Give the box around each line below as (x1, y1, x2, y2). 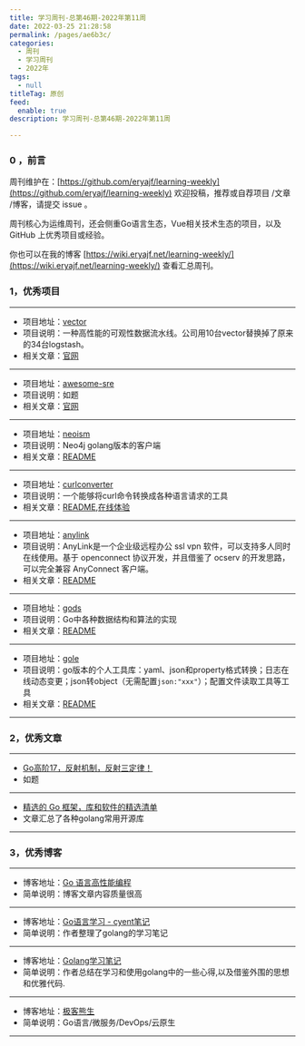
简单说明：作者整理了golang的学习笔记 (22, 927, 168, 939)
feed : (9, 97, 30, 107)
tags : (9, 73, 30, 82)
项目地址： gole (22, 652, 80, 663)
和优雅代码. (22, 978, 65, 989)
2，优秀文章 (9, 731, 63, 744)
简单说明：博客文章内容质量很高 (22, 888, 143, 899)
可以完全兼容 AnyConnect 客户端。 (22, 563, 154, 574)
